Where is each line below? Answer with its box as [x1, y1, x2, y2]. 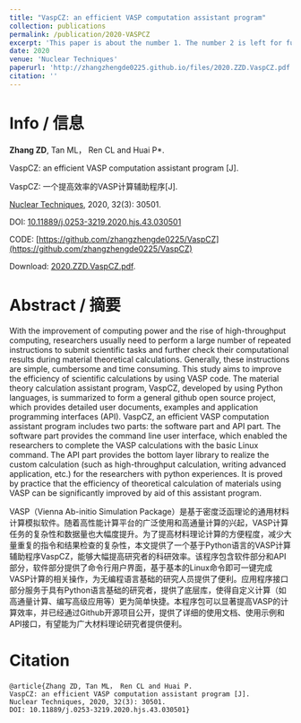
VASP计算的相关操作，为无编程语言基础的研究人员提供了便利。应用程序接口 [9, 573, 289, 584]
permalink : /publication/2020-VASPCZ [9, 30, 150, 39]
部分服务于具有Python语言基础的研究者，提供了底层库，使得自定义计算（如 [9, 585, 287, 595]
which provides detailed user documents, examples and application [9, 401, 259, 412]
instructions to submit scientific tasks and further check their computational [9, 344, 289, 355]
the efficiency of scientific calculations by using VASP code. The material [9, 373, 279, 384]
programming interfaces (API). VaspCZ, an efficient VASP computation [9, 410, 270, 422]
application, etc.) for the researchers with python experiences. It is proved [9, 468, 283, 479]
